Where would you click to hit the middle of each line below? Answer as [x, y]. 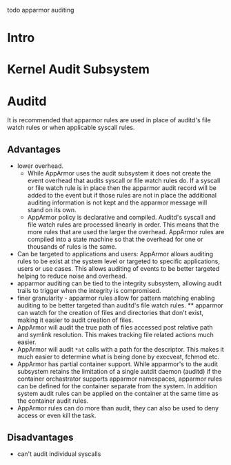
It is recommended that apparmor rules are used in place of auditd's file [109, 120]
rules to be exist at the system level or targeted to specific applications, [119, 261]
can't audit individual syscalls [59, 454]
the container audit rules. [53, 401]
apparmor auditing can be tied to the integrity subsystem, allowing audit [119, 283]
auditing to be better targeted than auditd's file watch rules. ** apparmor [120, 305]
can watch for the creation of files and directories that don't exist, [110, 313]
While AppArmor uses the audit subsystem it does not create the [119, 173]
